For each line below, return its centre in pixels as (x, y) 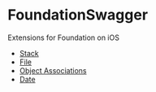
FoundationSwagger (78, 15)
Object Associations (53, 70)
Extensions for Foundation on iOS (63, 37)
